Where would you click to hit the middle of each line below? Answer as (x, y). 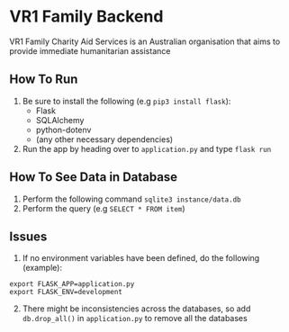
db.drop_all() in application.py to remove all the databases (135, 319)
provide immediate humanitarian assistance (90, 50)
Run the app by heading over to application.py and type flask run (147, 148)
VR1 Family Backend (86, 17)
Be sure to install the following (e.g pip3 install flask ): (126, 101)
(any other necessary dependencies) (104, 139)
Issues (28, 236)
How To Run (44, 80)
